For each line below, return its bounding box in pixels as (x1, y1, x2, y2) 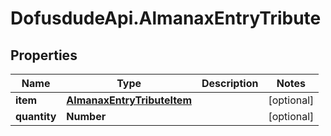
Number (66, 110, 107, 123)
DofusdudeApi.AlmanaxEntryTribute (10, 7, 322, 30)
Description (201, 77, 259, 90)
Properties (10, 47, 78, 64)
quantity (15, 110, 57, 123)
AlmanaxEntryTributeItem (66, 93, 192, 107)
